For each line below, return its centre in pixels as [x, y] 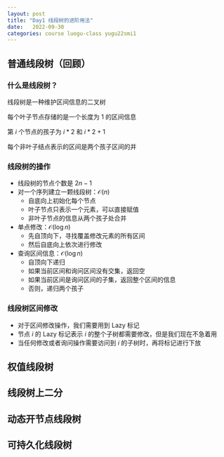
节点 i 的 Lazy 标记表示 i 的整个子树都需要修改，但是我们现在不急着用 [117, 333]
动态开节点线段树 [44, 419]
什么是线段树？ [33, 85]
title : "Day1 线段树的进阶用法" [50, 20]
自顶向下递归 [46, 262]
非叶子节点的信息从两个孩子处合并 [77, 218]
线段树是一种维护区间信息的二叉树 [57, 102]
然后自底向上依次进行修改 [65, 245]
